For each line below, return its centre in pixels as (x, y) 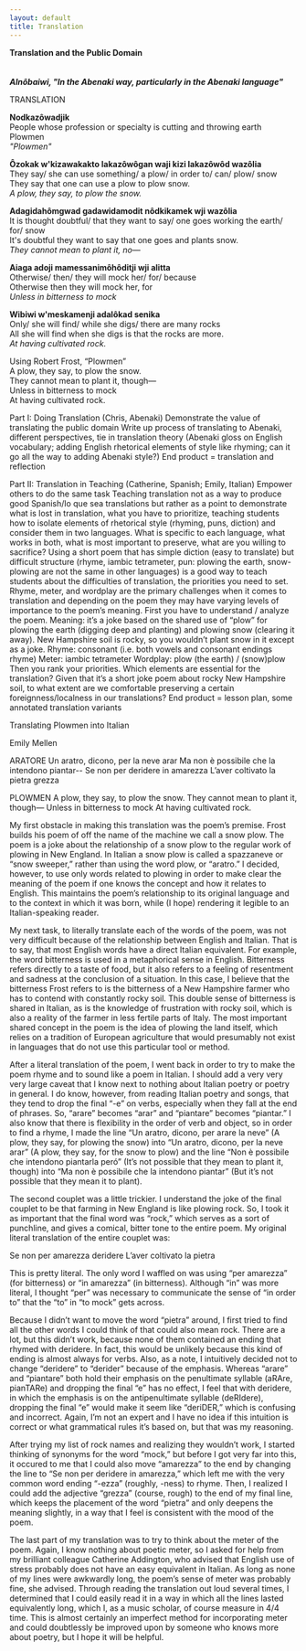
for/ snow (27, 230)
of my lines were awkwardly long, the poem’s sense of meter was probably (150, 1579)
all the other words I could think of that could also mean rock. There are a (148, 1329)
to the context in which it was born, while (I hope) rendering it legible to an (149, 902)
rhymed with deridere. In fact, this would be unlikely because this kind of (146, 1348)
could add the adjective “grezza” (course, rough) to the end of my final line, (151, 1493)
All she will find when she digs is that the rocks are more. (117, 334)
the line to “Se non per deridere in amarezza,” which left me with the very (147, 1474)
